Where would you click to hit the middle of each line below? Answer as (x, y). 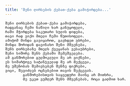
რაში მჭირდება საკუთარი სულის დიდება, (45, 32)
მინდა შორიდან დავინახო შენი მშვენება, (46, 45)
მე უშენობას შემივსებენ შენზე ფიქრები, (46, 66)
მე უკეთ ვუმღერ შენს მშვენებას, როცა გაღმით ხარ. (75, 79)
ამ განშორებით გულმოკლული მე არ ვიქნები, (48, 57)
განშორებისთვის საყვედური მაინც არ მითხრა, (68, 75)
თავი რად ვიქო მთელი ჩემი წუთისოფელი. (45, 36)
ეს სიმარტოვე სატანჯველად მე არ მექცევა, (48, 62)
